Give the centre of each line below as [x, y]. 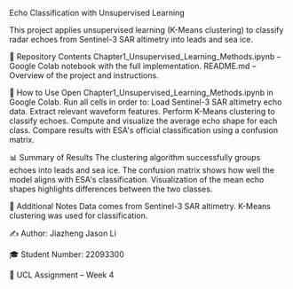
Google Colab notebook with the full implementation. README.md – [133, 66]
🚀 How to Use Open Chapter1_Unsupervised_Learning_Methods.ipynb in [141, 93]
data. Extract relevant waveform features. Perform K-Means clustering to [142, 111]
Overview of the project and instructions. [84, 75]
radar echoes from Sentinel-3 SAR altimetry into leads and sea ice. [131, 39]
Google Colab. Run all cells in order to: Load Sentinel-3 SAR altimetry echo [146, 102]
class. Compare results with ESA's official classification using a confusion [143, 130]
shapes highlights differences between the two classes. [111, 189]
